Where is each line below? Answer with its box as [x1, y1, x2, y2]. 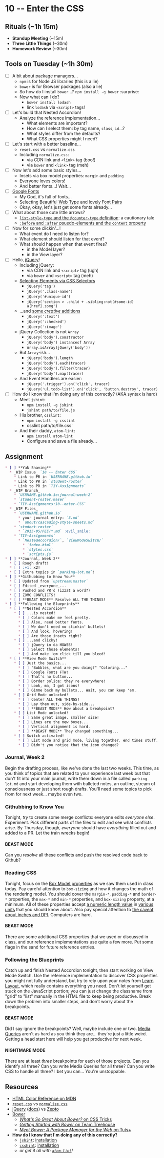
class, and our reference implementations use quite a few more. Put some [5, 939, 154, 944]
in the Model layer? [26, 246, 65, 252]
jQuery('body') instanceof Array [26, 340, 95, 345]
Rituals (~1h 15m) [5, 22, 59, 31]
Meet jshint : [19, 397, 46, 403]
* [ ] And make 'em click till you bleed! [18, 652, 106, 657]
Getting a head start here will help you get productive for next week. [5, 1036, 143, 1042]
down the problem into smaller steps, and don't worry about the [5, 999, 133, 1005]
